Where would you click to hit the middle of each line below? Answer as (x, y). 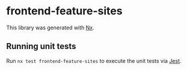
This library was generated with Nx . (50, 28)
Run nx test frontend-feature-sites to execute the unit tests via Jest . (94, 60)
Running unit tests (41, 46)
